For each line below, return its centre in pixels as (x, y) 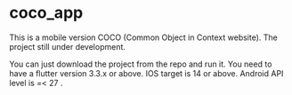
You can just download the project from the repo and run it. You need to (141, 64)
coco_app (46, 13)
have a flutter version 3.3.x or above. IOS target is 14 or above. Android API (146, 73)
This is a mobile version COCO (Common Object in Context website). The (144, 37)
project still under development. (68, 46)
